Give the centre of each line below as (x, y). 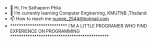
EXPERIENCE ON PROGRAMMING (45, 31)
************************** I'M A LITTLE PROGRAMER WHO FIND (78, 26)
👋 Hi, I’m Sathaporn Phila (35, 8)
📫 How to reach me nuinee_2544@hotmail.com (59, 18)
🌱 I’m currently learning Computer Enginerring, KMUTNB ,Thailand (78, 13)
